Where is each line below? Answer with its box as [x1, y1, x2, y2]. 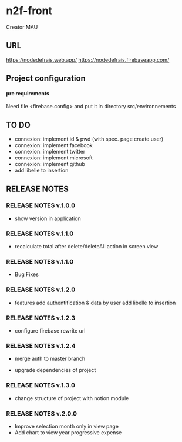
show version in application [14, 215, 81, 222]
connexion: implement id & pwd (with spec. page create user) [14, 135, 164, 142]
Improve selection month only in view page [14, 423, 119, 430]
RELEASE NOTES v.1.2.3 [6, 314, 75, 322]
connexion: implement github [14, 161, 85, 168]
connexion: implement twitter [14, 148, 86, 155]
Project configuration [6, 74, 86, 84]
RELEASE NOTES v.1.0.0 [6, 201, 76, 210]
